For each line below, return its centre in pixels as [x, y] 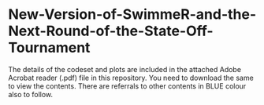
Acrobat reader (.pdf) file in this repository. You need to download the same [131, 78]
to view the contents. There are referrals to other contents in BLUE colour [127, 86]
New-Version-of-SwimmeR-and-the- [132, 14]
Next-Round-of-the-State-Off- [111, 31]
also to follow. [31, 94]
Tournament [49, 48]
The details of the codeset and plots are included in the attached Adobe [125, 69]
